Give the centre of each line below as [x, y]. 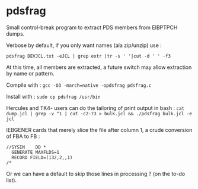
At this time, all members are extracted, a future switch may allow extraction [99, 67]
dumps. [15, 33]
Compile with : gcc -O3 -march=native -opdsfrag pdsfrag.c [79, 85]
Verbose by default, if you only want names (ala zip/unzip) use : [84, 45]
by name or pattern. [30, 73]
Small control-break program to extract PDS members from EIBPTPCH [92, 27]
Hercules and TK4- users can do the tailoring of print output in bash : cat [95, 108]
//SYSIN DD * [26, 147]
